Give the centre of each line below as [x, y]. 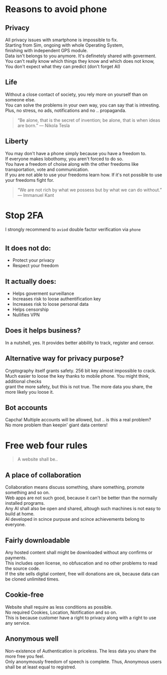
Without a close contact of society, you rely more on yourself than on [76, 94]
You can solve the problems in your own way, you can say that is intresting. [82, 105]
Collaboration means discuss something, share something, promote [75, 487]
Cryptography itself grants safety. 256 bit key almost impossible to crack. [81, 371]
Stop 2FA [24, 215]
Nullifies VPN [26, 314]
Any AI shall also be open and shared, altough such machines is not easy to [83, 509]
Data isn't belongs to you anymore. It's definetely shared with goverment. [81, 56]
